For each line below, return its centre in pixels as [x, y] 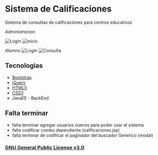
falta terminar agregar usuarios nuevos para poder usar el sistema [78, 125]
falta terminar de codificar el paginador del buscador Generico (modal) [83, 135]
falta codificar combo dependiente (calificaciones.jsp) [66, 130]
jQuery [19, 82]
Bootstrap [22, 77]
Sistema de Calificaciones [58, 9]
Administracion [20, 31]
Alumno [13, 50]
